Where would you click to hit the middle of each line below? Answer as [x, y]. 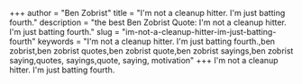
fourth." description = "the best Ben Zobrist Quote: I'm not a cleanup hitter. [148, 22]
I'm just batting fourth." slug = [64, 32]
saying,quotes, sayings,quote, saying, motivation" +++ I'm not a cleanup [144, 60]
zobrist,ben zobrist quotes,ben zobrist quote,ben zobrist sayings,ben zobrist [151, 51]
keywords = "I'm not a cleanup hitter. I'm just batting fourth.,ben [156, 41]
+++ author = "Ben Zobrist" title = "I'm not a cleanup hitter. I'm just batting [147, 13]
